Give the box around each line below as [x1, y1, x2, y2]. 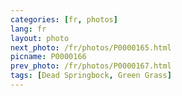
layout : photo [10, 33, 70, 43]
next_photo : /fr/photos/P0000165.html [10, 42, 172, 53]
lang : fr [10, 24, 47, 34]
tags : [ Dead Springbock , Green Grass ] [10, 71, 172, 81]
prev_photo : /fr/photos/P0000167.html [10, 61, 172, 71]
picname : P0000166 [10, 52, 87, 62]
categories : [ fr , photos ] [10, 14, 118, 25]
